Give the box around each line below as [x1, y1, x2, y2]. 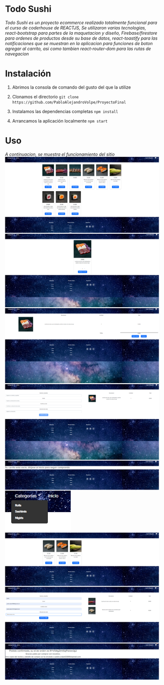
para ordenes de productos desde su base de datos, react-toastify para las [5, 35, 158, 41]
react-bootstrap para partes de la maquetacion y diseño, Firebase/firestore [5, 30, 158, 36]
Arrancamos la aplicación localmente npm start [12, 118, 108, 123]
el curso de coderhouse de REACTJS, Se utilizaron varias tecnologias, [5, 24, 146, 30]
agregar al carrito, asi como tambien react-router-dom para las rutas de [5, 46, 151, 51]
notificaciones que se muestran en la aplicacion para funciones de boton [5, 40, 153, 46]
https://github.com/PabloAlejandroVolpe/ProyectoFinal [12, 99, 126, 105]
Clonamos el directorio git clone [12, 94, 79, 99]
